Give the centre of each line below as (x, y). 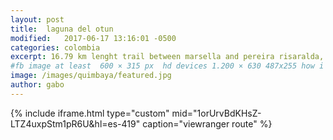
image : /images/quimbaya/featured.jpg (91, 76)
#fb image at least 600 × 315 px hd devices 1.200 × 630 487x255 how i (167, 66)
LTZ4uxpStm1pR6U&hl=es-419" (75, 123)
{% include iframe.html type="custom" (90, 113)
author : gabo (37, 85)
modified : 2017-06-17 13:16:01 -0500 (93, 38)
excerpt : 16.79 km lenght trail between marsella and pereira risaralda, (167, 57)
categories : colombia (55, 47)
